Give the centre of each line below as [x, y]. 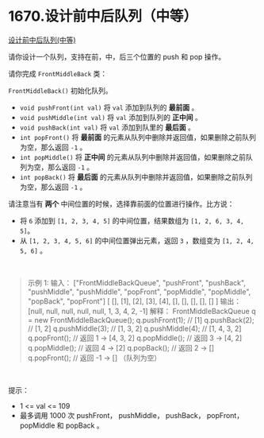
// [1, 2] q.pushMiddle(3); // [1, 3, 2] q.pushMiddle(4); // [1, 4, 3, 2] [134, 328]
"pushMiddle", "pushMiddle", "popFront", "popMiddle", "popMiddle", [139, 292]
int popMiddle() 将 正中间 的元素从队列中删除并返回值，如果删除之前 [132, 157]
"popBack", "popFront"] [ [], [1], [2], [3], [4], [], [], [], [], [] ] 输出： [134, 301]
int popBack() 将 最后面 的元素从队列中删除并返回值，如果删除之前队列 [136, 176]
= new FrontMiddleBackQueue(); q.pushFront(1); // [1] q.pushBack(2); [141, 320]
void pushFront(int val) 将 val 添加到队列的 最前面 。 [109, 107]
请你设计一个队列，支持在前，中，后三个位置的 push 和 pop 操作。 [117, 56]
